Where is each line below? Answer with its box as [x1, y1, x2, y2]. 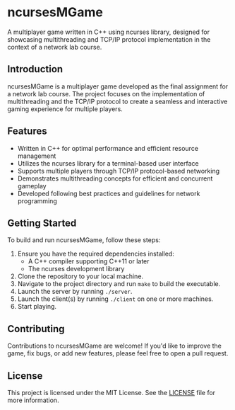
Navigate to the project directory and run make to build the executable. [17, 280, 221, 288]
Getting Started [7, 217, 77, 229]
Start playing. [17, 302, 57, 311]
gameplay [17, 181, 47, 190]
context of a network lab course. [7, 42, 102, 51]
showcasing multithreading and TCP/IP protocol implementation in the [7, 35, 211, 43]
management [17, 152, 56, 160]
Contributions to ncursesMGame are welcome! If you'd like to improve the [7, 341, 222, 351]
